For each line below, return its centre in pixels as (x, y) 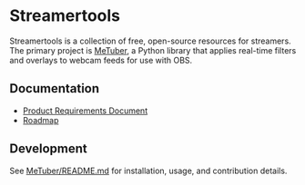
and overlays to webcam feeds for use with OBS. (101, 60)
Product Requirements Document (85, 111)
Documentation (55, 88)
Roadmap (41, 120)
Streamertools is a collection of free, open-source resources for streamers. (150, 41)
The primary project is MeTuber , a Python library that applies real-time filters (153, 50)
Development (49, 149)
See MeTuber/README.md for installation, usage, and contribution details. (148, 170)
